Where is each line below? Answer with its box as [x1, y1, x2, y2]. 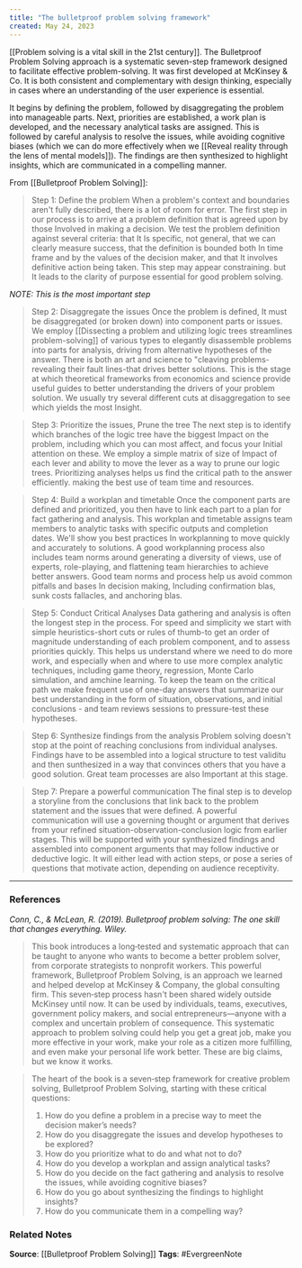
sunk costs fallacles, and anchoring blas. [31, 589, 182, 600]
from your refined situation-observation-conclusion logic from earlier [31, 824, 288, 835]
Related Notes [9, 1227, 73, 1240]
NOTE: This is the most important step [9, 288, 151, 299]
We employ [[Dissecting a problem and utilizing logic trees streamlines [31, 325, 293, 336]
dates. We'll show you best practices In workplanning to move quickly [31, 533, 290, 543]
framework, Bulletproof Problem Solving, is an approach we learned [31, 970, 283, 981]
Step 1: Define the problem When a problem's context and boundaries [31, 195, 290, 205]
